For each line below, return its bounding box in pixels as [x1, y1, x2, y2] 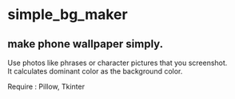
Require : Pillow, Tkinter [7, 82, 86, 91]
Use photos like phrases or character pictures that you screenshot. [7, 58, 228, 67]
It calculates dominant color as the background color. [7, 67, 183, 76]
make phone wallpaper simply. [7, 37, 164, 51]
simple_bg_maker [7, 6, 129, 24]
